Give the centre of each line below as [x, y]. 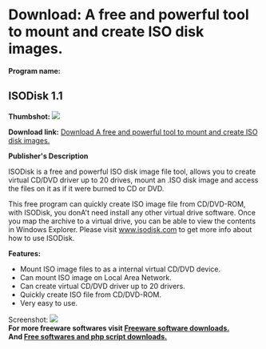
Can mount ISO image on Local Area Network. [95, 277]
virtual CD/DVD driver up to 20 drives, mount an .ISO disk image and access [133, 180]
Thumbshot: [29, 116]
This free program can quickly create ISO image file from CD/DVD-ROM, [127, 204]
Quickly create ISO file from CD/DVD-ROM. [91, 295]
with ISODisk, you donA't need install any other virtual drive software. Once [132, 212]
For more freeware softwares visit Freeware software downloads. [119, 328]
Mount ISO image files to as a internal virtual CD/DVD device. [120, 269]
